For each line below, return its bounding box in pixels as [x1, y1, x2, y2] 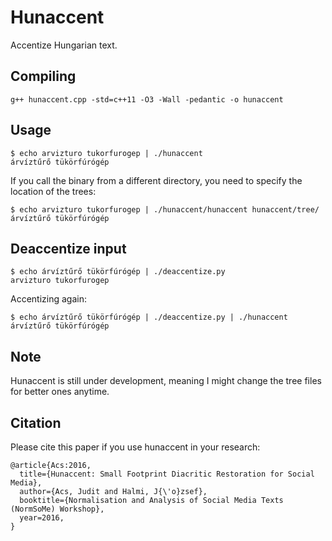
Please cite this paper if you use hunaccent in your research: [10, 441, 261, 453]
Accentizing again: [10, 293, 87, 305]
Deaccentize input [10, 240, 127, 257]
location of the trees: [10, 185, 97, 197]
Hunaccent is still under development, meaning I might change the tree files [10, 375, 322, 387]
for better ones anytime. [10, 386, 110, 398]
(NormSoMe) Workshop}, [10, 504, 105, 514]
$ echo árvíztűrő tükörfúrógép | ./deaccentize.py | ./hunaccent [10, 312, 288, 323]
